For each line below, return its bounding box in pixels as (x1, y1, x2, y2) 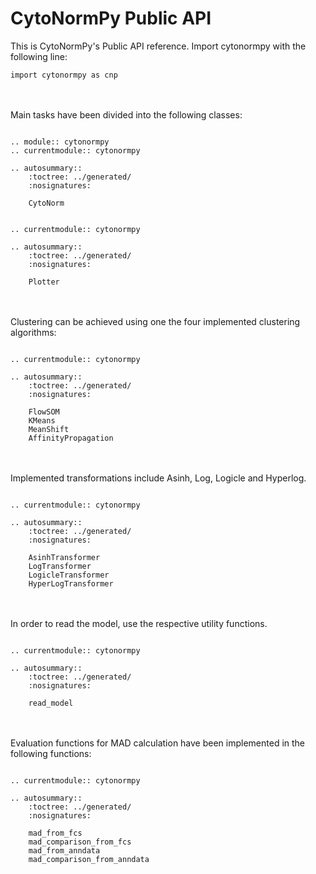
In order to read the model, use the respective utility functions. (10, 617, 268, 629)
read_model (28, 698, 74, 708)
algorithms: (10, 326, 57, 338)
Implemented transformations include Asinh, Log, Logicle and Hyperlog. (10, 472, 307, 484)
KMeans (28, 415, 56, 426)
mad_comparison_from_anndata (28, 854, 150, 864)
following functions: (10, 747, 92, 759)
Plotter (28, 277, 60, 287)
